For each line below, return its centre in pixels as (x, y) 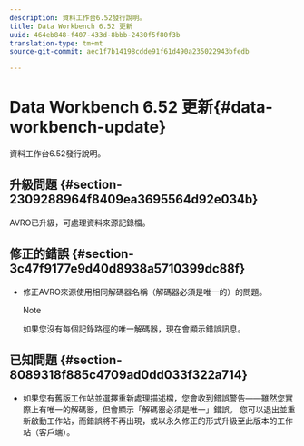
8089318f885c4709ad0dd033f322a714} (128, 375)
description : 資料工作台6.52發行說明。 (78, 18)
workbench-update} (88, 127)
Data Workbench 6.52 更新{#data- (142, 108)
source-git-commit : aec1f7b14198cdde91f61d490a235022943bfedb (129, 52)
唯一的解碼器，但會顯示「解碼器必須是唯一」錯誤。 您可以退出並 (167, 409)
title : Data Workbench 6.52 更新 (71, 26)
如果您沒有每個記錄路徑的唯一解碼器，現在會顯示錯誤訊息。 (134, 329)
